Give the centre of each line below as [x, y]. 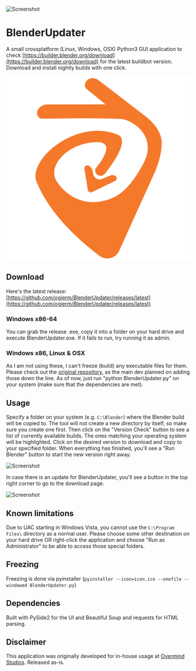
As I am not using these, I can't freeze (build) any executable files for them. [97, 366]
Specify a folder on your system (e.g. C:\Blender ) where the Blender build [95, 417]
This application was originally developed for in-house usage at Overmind [95, 656]
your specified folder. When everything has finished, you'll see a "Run [90, 448]
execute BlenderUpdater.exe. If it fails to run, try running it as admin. [89, 338]
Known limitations [40, 513]
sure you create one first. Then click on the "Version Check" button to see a [98, 430]
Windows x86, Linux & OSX [46, 353]
